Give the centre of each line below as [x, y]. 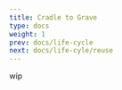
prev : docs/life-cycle [51, 42]
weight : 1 [28, 34]
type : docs [29, 26]
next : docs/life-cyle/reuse [61, 51]
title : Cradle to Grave [53, 17]
